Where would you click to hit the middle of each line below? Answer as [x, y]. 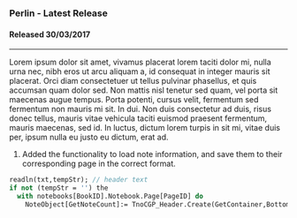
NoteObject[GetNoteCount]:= [76, 204]
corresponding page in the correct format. [99, 164]
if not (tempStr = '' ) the [59, 188]
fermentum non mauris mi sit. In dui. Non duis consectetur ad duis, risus [141, 109]
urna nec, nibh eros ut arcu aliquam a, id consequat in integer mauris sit [140, 71]
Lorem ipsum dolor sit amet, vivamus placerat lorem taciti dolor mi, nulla [140, 62]
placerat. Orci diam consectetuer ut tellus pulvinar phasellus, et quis [133, 81]
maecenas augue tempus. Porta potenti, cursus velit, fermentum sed [134, 100]
